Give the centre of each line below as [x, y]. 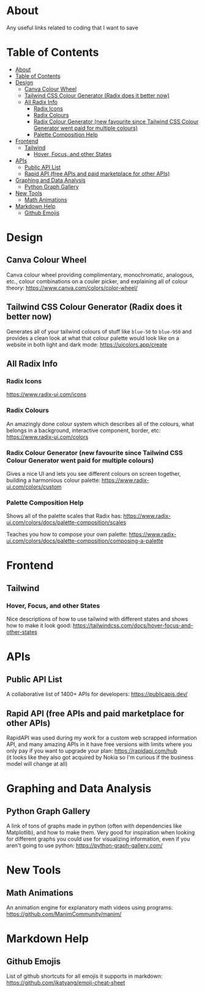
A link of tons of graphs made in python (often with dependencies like [94, 826]
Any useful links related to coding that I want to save [73, 28]
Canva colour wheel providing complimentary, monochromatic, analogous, [100, 275]
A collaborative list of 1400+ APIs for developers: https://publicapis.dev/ [97, 694]
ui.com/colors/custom [34, 486]
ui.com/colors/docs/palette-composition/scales [66, 522]
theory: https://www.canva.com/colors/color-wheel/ [72, 288]
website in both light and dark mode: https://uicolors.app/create [87, 345]
